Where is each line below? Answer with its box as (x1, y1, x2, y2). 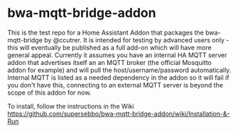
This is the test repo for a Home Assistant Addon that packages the (7, 28, 205, 37)
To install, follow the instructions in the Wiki (7, 102, 134, 110)
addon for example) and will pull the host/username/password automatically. (7, 66, 232, 74)
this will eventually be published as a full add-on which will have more (7, 43, 212, 52)
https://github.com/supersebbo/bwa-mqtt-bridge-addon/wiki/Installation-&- (7, 109, 230, 118)
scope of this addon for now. (7, 88, 92, 97)
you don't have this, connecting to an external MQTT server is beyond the (7, 80, 224, 89)
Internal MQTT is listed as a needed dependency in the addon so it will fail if (7, 73, 229, 82)
